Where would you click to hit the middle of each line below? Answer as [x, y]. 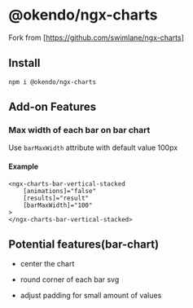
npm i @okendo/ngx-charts [52, 82]
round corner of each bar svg [70, 279]
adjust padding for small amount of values [91, 296]
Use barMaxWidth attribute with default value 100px [93, 147]
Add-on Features [53, 107]
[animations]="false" [59, 191]
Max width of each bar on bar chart [79, 130]
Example [24, 167]
